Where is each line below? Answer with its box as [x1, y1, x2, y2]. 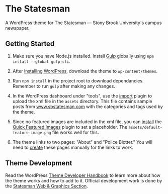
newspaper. [5, 25, 30, 31]
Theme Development [5, 159, 72, 167]
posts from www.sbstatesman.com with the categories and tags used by [12, 104, 163, 110]
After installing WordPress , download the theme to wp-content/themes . [12, 68, 158, 74]
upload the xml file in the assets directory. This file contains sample [12, 98, 152, 104]
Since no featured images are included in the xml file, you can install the [12, 119, 162, 125]
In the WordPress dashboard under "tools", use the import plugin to [12, 92, 152, 99]
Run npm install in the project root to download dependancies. [12, 77, 144, 83]
